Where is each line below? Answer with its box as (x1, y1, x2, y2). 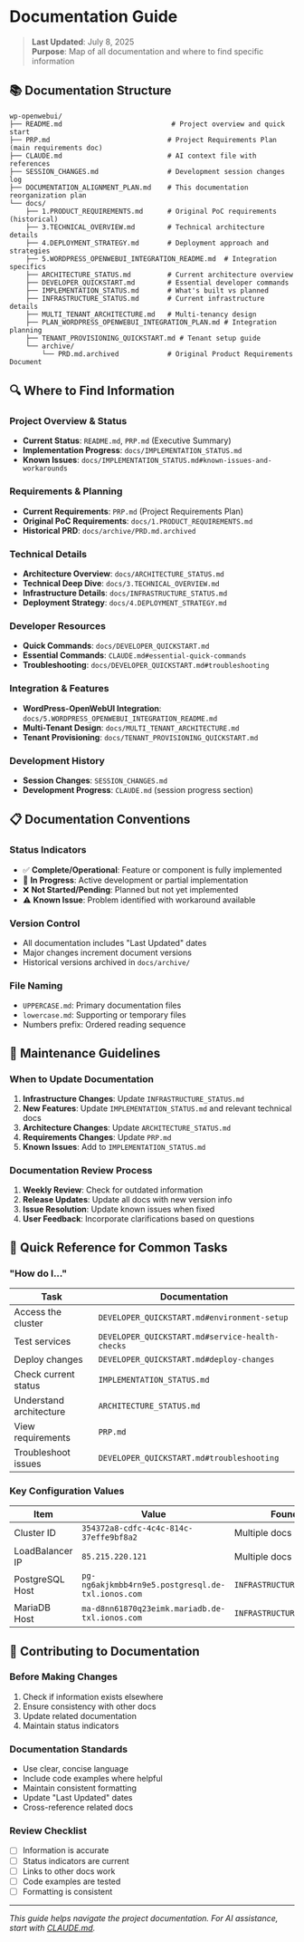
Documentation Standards (9, 1743, 128, 1755)
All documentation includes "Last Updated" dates (22, 937, 207, 948)
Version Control (9, 917, 81, 930)
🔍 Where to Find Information (9, 383, 175, 399)
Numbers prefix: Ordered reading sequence (22, 1019, 186, 1030)
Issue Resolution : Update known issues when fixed (22, 1203, 215, 1215)
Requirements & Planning (9, 485, 123, 498)
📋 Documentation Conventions (9, 812, 191, 827)
